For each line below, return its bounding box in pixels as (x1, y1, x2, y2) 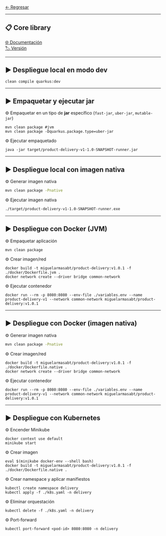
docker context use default (5, 436, 63, 441)
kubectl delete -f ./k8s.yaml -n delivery (5, 508, 94, 513)
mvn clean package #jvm (5, 125, 54, 130)
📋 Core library (5, 24, 51, 32)
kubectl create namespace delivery (5, 486, 79, 491)
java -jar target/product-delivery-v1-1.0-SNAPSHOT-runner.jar (5, 148, 138, 153)
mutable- (135, 111, 153, 116)
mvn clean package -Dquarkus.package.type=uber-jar (5, 129, 114, 134)
